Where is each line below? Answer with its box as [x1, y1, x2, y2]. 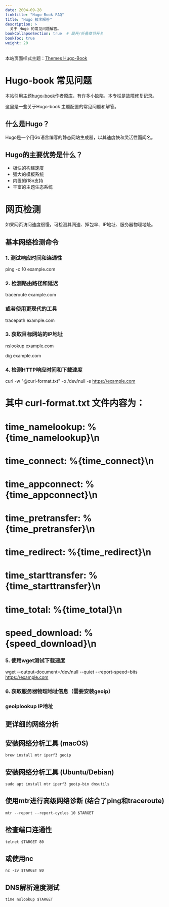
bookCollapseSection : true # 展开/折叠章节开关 [5, 31, 104, 36]
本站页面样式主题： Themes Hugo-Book [5, 55, 88, 61]
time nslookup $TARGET [5, 897, 53, 902]
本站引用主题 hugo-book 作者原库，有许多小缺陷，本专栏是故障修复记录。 [5, 93, 157, 99]
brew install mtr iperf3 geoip [5, 753, 71, 758]
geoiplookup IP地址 [5, 703, 54, 710]
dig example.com [5, 352, 41, 358]
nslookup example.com [5, 343, 54, 349]
